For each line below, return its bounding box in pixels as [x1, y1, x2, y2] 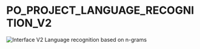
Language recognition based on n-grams [44, 36, 147, 43]
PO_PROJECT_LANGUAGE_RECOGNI [6, 4, 195, 17]
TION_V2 [6, 16, 52, 30]
